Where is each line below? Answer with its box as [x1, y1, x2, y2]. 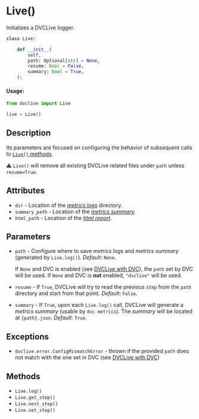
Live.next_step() [14, 401, 59, 407]
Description [6, 128, 51, 138]
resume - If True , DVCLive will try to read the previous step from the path [14, 284, 192, 291]
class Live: [6, 35, 36, 41]
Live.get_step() [14, 394, 56, 401]
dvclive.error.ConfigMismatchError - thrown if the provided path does [14, 348, 189, 355]
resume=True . [6, 168, 38, 175]
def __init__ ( [17, 46, 52, 52]
